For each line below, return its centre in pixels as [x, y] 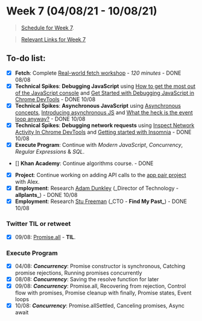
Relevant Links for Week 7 [53, 39]
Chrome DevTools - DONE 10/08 [55, 99]
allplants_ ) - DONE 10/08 [46, 195]
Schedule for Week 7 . [47, 28]
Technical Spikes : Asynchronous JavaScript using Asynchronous [98, 105]
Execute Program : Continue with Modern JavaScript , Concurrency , [99, 145]
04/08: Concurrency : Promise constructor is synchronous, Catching [100, 266]
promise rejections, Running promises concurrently [79, 273]
